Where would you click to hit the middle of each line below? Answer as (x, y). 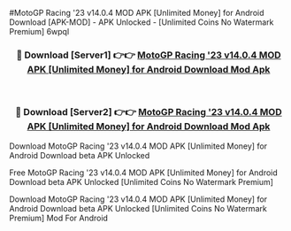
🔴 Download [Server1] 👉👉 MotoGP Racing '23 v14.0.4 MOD (149, 55)
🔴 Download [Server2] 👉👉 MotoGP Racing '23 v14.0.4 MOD (149, 112)
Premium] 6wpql (39, 31)
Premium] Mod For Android (59, 218)
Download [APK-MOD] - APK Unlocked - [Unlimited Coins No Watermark (142, 22)
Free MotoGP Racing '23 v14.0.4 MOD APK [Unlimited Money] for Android (144, 173)
